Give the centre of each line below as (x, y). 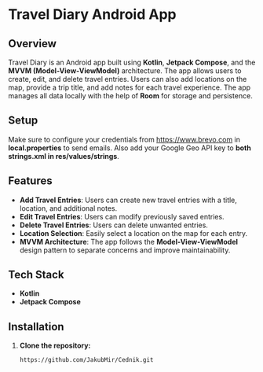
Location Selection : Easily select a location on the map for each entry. (133, 233)
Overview (33, 44)
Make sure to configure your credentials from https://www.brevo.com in (124, 139)
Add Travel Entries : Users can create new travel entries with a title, (128, 200)
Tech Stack (36, 275)
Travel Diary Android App (92, 15)
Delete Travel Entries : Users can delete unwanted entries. (113, 225)
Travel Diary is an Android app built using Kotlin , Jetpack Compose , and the (132, 62)
